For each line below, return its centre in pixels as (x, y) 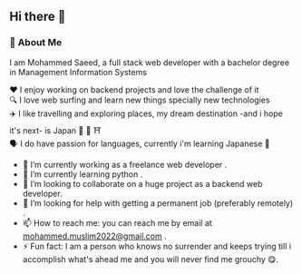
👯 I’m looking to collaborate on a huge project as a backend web (142, 183)
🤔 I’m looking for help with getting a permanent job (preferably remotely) (158, 203)
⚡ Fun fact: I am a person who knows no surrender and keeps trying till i (157, 246)
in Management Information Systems (78, 72)
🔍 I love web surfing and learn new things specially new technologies (140, 100)
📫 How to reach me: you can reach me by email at (117, 222)
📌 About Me (36, 43)
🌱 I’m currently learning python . (83, 174)
